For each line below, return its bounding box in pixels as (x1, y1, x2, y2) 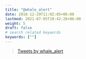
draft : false (5, 26, 32, 30)
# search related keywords (5, 30, 61, 35)
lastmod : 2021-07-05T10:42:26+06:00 (5, 16, 81, 21)
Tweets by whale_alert (17, 48, 64, 54)
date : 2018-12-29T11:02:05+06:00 (5, 12, 75, 17)
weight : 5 (5, 21, 26, 26)
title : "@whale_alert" (5, 7, 52, 12)
